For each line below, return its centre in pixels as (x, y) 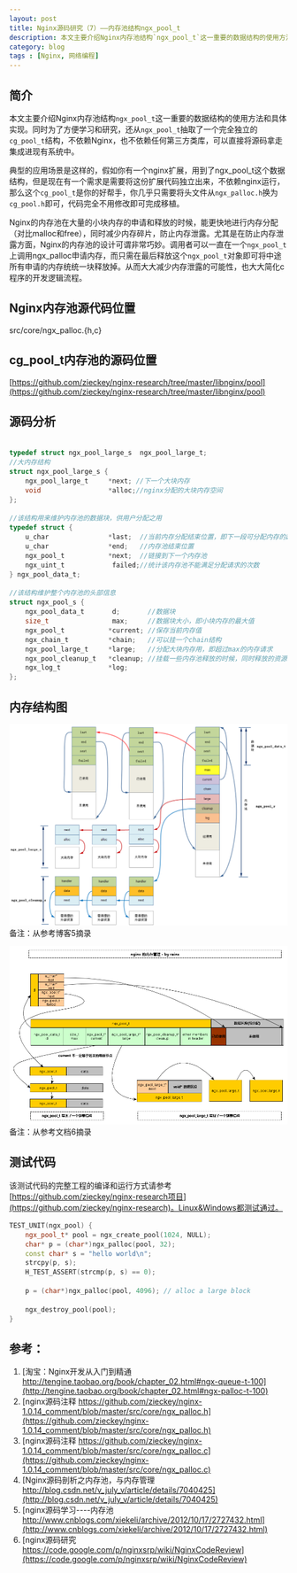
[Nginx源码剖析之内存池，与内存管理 (88, 1480)
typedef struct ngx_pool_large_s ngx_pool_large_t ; (108, 453)
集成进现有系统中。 (44, 151)
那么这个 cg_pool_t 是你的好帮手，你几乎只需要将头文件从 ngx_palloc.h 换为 (144, 192)
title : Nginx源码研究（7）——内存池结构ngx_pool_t (95, 28)
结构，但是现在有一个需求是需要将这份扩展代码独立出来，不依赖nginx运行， (147, 181)
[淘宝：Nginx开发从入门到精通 (77, 1372)
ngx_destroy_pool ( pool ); (71, 1310)
